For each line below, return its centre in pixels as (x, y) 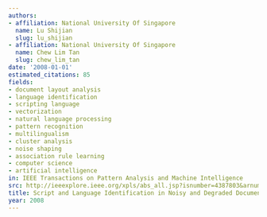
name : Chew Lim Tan (48, 52)
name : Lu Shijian (44, 30)
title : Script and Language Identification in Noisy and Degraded (120, 193)
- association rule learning (56, 156)
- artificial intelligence (53, 171)
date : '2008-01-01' (41, 68)
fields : (21, 82)
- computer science (41, 164)
